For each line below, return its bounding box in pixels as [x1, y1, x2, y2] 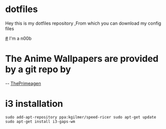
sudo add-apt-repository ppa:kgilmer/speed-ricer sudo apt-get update [5, 114, 156, 119]
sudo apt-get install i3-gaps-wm [5, 119, 75, 124]
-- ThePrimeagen [5, 80, 41, 86]
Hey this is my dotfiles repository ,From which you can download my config [5, 20, 161, 26]
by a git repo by [5, 64, 71, 75]
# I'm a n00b [5, 35, 32, 41]
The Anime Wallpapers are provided [5, 53, 158, 64]
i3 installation [5, 98, 63, 109]
